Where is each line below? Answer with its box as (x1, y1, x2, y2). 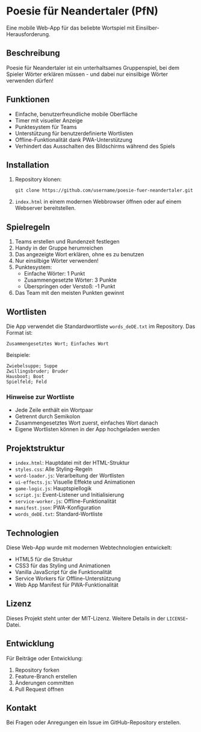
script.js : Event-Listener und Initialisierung (14, 491, 125, 499)
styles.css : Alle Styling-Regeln (14, 465, 93, 473)
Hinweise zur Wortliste (6, 393, 75, 401)
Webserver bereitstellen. (14, 204, 76, 212)
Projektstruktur (6, 443, 65, 453)
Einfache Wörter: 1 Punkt (23, 270, 85, 277)
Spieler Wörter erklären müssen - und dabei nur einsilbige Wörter (6, 71, 169, 78)
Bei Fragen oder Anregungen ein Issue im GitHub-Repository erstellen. (6, 719, 182, 726)
